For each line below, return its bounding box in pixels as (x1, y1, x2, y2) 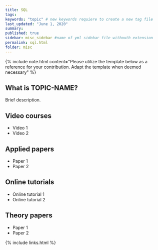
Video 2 (12, 130, 29, 136)
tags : (5, 12, 16, 17)
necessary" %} (5, 69, 36, 75)
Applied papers (5, 145, 54, 153)
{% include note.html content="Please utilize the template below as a (5, 58, 147, 64)
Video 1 (12, 125, 28, 131)
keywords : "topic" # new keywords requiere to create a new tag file (5, 17, 153, 22)
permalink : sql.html (5, 40, 48, 45)
